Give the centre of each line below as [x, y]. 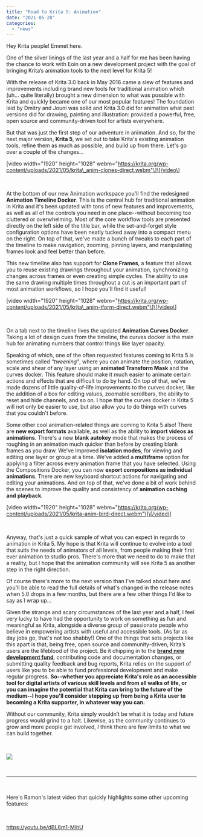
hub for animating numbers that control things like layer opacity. [86, 343]
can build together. [30, 733]
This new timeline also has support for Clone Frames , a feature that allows [99, 263]
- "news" [23, 29]
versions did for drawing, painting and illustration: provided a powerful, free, [101, 114]
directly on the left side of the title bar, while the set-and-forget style [92, 226]
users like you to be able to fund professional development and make [92, 670]
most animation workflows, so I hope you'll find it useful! [76, 289]
